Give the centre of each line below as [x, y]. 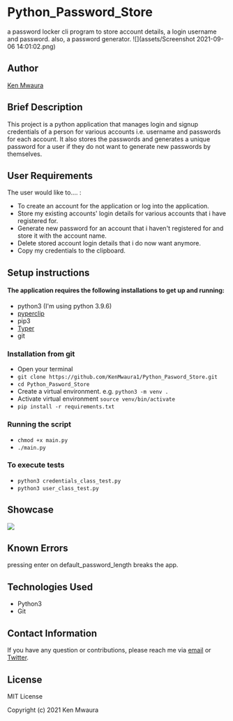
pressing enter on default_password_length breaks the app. [93, 565]
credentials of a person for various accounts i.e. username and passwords [114, 131]
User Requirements [50, 176]
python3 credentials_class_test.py [69, 481]
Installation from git [41, 354]
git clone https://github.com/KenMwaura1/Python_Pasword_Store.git [117, 377]
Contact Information [52, 633]
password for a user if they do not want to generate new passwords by [109, 146]
